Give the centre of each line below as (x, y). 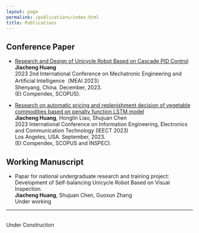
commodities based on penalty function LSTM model (79, 112)
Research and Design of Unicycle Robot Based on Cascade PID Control (102, 61)
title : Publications (32, 23)
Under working (33, 201)
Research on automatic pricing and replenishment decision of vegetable (102, 105)
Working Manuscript (45, 162)
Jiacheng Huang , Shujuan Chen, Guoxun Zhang (73, 195)
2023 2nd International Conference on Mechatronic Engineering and (98, 74)
